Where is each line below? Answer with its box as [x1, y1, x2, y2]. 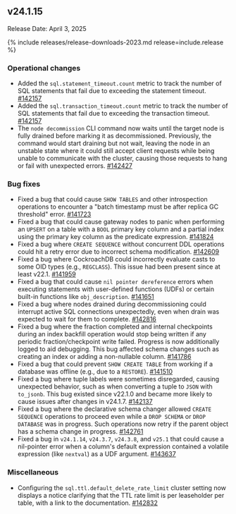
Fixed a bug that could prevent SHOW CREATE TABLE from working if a [17, 360, 213, 369]
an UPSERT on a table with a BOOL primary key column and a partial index [17, 225, 224, 233]
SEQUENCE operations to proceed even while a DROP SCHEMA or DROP [17, 412, 206, 421]
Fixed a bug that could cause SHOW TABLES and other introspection [17, 195, 208, 204]
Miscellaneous [7, 467, 58, 477]
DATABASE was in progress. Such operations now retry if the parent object [17, 420, 229, 429]
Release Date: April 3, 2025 [7, 24, 87, 32]
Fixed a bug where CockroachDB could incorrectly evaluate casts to [17, 255, 216, 264]
